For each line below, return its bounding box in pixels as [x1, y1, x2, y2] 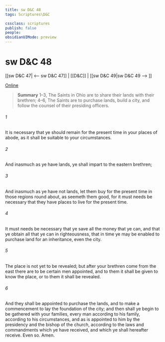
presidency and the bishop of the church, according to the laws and [5, 322, 144, 328]
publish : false [5, 25, 37, 30]
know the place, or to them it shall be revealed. [5, 273, 101, 279]
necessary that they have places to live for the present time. [5, 199, 128, 205]
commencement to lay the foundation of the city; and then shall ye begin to [5, 306, 159, 312]
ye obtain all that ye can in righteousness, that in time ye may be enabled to [5, 231, 160, 237]
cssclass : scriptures [5, 21, 50, 26]
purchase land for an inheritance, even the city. [5, 236, 102, 242]
